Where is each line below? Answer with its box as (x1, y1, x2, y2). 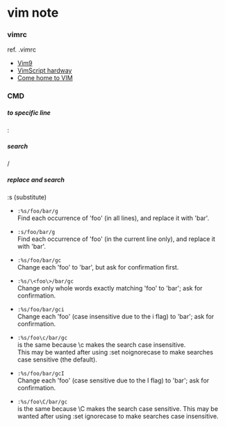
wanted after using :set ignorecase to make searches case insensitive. (17, 412, 219, 421)
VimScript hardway (17, 66, 72, 75)
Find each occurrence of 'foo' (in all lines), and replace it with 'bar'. (17, 214, 210, 222)
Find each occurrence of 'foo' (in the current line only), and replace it (17, 235, 215, 243)
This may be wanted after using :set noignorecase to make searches (17, 348, 214, 357)
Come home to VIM (17, 74, 73, 82)
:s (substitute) (7, 193, 47, 201)
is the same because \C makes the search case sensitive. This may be (17, 405, 219, 413)
